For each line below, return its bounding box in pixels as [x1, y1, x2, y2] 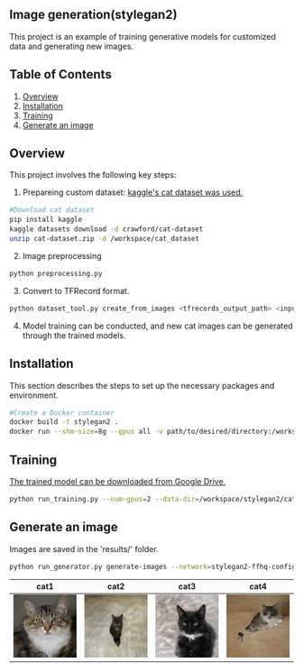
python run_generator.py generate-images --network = [9, 562, 212, 571]
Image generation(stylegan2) [9, 7, 178, 23]
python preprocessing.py [9, 269, 103, 278]
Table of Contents [9, 67, 113, 82]
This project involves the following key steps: [9, 170, 177, 180]
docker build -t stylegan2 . [9, 418, 119, 427]
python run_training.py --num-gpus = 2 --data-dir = [9, 494, 200, 503]
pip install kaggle [9, 216, 83, 225]
